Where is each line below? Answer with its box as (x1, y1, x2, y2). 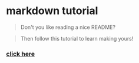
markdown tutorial (6, 4, 98, 18)
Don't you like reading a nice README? (20, 24, 116, 31)
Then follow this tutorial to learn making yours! (20, 35, 134, 42)
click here (6, 49, 35, 58)
